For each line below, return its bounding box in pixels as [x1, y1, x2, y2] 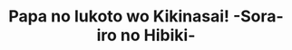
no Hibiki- [120, 25, 196, 46]
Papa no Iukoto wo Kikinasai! [8, 6, 229, 27]
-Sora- [232, 6, 284, 27]
